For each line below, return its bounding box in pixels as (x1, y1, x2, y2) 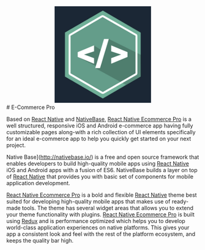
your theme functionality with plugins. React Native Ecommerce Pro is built (6, 211, 195, 218)
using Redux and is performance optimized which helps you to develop (6, 218, 185, 224)
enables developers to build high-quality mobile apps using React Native (6, 160, 190, 167)
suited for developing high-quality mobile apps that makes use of (6, 198, 171, 205)
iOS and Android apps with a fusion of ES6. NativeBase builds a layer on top (6, 167, 198, 173)
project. (6, 142, 26, 149)
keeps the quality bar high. (6, 237, 74, 244)
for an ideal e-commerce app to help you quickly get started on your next (6, 135, 192, 142)
